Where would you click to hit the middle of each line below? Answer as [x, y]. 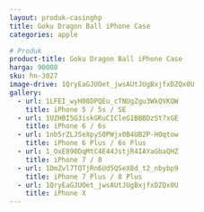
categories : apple [44, 34]
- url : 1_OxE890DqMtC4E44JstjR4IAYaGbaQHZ [98, 152]
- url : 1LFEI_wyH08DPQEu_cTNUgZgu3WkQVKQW [98, 101]
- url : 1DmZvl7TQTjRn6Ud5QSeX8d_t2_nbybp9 [98, 168]
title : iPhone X [56, 194]
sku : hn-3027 [34, 76]
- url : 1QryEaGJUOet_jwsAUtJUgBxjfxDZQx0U [98, 185]
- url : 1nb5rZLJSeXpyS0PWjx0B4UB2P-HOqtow [98, 135]
